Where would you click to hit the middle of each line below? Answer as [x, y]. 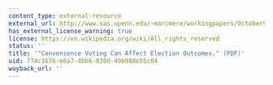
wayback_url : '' [36, 69]
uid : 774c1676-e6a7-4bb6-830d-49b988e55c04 [83, 62]
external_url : [32, 23]
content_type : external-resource [65, 16]
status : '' [27, 46]
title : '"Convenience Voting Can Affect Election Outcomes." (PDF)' [127, 53]
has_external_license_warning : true [70, 31]
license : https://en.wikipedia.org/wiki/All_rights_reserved [114, 38]
